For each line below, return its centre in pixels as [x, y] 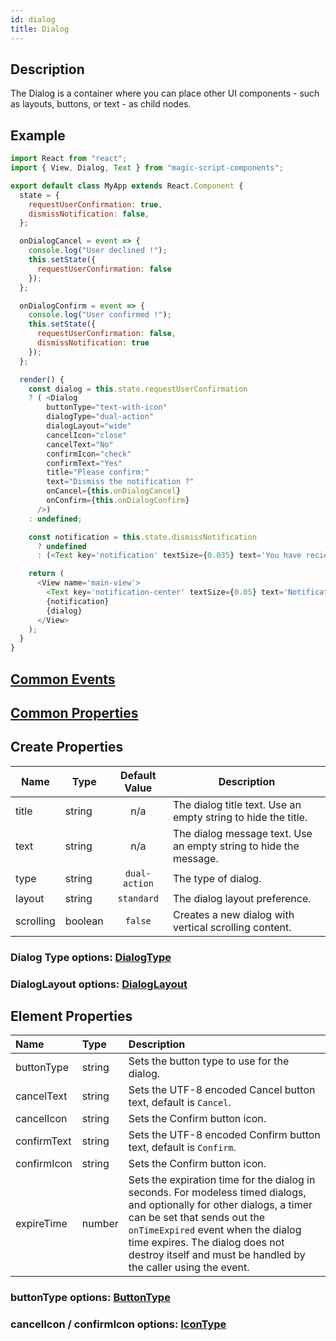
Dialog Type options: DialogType [91, 957]
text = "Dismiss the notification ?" [120, 482]
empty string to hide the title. [240, 817]
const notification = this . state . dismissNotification [142, 537]
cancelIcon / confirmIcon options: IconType [118, 1324]
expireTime [41, 1224]
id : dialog [33, 19]
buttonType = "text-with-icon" [107, 407]
